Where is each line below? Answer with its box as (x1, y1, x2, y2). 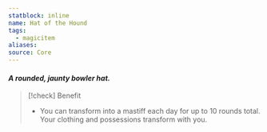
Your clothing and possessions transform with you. (39, 115, 208, 124)
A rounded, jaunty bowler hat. (8, 73, 110, 83)
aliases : (8, 41, 38, 49)
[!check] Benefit (27, 91, 82, 100)
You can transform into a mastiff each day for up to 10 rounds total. (39, 107, 261, 116)
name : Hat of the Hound (8, 19, 88, 27)
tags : (8, 26, 26, 34)
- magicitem (15, 33, 56, 42)
